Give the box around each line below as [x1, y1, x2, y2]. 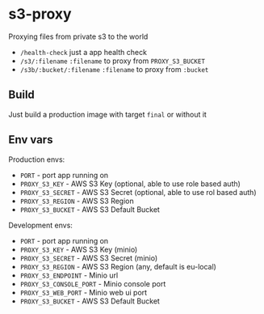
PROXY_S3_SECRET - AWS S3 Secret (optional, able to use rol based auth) [19, 187, 257, 197]
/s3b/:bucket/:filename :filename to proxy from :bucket [19, 64, 209, 74]
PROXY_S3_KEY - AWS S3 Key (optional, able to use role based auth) [19, 179, 241, 189]
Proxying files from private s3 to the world [8, 32, 149, 41]
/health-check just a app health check [19, 47, 148, 57]
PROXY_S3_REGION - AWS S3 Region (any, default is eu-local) [19, 261, 216, 271]
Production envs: [8, 155, 65, 164]
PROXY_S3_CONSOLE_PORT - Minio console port [19, 278, 166, 288]
